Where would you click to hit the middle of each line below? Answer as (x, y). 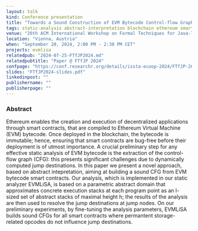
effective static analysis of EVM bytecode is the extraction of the (85, 153)
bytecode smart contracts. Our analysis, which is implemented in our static (97, 178)
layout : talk (22, 11)
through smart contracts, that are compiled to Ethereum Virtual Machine (93, 128)
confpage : (18, 66)
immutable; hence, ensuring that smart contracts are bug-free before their (96, 141)
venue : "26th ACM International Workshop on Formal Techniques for (91, 34)
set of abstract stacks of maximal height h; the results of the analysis (104, 197)
